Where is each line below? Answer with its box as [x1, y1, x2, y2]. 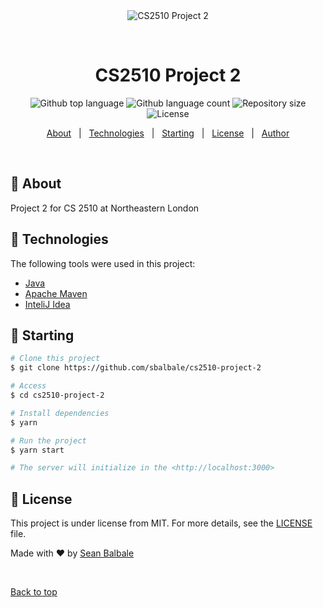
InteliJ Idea [24, 298, 71, 310]
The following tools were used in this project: [10, 257, 196, 269]
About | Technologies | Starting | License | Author [46, 127, 290, 139]
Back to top [10, 586, 58, 598]
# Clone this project [10, 354, 101, 364]
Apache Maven [24, 287, 88, 299]
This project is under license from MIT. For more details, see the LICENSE [10, 517, 313, 529]
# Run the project [10, 435, 87, 446]
